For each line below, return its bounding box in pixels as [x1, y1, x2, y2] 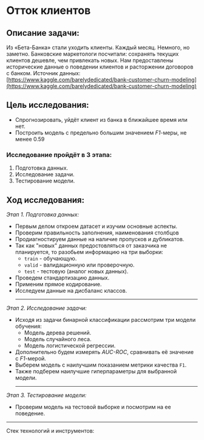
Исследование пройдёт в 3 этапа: [6, 150, 112, 159]
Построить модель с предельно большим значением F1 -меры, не [15, 128, 187, 136]
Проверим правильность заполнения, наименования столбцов [15, 228, 179, 236]
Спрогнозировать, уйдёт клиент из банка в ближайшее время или [15, 116, 188, 123]
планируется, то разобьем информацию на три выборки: [15, 248, 164, 255]
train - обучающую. [24, 255, 77, 262]
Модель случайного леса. [24, 335, 92, 342]
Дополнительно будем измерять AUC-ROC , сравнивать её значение [15, 348, 194, 355]
